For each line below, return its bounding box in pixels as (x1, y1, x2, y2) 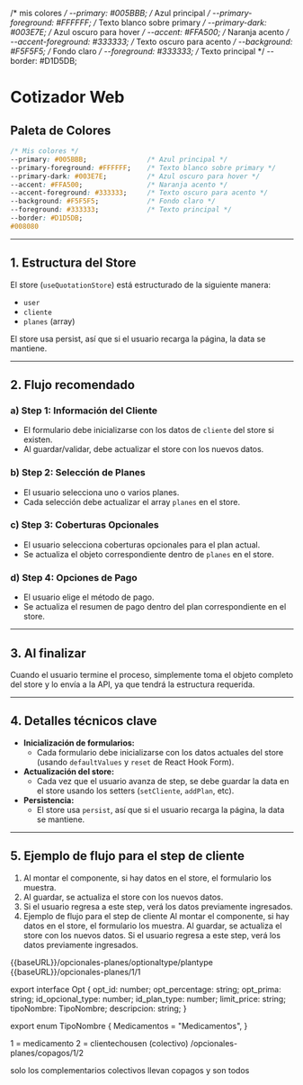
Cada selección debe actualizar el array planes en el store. (22, 496, 241, 507)
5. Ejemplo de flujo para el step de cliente (10, 848, 245, 863)
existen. (22, 434, 53, 445)
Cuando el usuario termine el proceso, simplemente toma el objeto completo (10, 669, 294, 680)
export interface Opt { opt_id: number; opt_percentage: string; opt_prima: (10, 983, 281, 994)
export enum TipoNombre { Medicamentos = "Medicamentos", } (10, 1020, 248, 1031)
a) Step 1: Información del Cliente (10, 404, 158, 417)
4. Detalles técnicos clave (10, 713, 157, 728)
